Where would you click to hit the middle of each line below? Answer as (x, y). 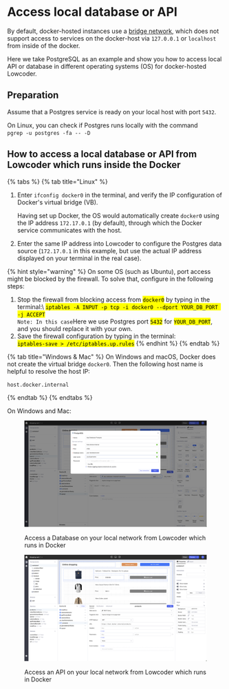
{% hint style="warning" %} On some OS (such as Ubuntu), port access (109, 271)
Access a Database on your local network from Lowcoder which (115, 538)
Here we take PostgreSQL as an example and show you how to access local (115, 59)
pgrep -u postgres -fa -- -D (49, 133)
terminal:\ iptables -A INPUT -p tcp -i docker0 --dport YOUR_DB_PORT (118, 306)
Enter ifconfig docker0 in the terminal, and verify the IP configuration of (119, 195)
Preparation (33, 95)
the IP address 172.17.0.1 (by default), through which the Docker (110, 223)
